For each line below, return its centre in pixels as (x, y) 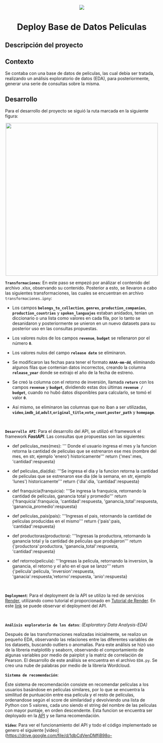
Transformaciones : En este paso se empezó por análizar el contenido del (77, 283)
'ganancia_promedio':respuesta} (45, 507)
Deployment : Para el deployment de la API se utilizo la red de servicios (75, 596)
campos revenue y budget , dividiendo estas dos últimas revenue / (78, 387)
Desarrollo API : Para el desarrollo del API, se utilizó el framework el (73, 431)
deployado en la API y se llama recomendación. (53, 716)
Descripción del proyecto (44, 45)
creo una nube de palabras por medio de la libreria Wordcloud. (68, 666)
